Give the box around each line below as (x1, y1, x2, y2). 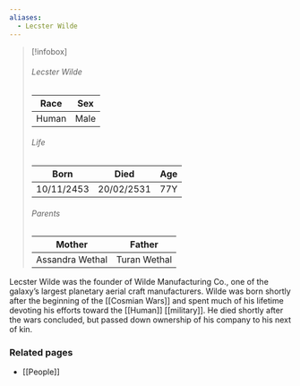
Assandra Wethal (35, 253, 108, 266)
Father (129, 238, 159, 251)
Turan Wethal (116, 253, 173, 266)
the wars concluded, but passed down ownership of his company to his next (9, 314, 292, 325)
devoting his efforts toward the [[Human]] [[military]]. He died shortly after (9, 305, 284, 316)
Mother (56, 238, 88, 251)
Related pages (9, 347, 73, 359)
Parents (30, 208, 61, 219)
